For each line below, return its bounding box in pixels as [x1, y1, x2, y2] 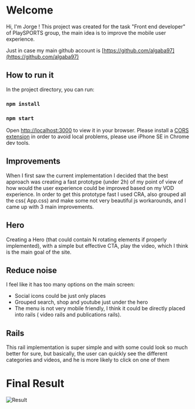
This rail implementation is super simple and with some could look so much [6, 344, 188, 351]
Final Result [6, 377, 65, 390]
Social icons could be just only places [14, 292, 106, 300]
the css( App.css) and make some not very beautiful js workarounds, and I [6, 197, 186, 204]
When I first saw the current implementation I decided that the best [6, 172, 169, 179]
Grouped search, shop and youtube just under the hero [14, 298, 148, 306]
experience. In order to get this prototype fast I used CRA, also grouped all [6, 191, 186, 198]
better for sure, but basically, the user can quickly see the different [6, 350, 167, 357]
